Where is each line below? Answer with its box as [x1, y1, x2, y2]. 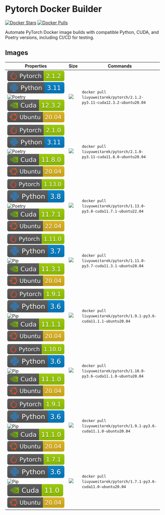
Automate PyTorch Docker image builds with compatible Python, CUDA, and [5, 29, 159, 35]
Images [5, 49, 28, 57]
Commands [108, 63, 132, 69]
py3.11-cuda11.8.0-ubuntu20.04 [82, 154, 146, 159]
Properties [25, 63, 47, 69]
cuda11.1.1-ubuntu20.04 [82, 318, 131, 324]
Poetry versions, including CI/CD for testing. [5, 34, 94, 40]
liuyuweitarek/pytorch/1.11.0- [82, 258, 146, 263]
